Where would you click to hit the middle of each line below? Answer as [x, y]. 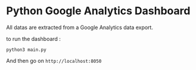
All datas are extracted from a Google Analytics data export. [80, 27]
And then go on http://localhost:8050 [54, 61]
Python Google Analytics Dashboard [98, 11]
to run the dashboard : [34, 39]
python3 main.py [26, 50]
